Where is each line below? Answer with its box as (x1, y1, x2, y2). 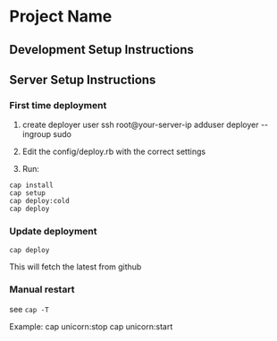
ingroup (21, 129, 52, 140)
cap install (9, 181, 54, 190)
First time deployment (9, 98, 107, 111)
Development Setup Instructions (9, 42, 194, 57)
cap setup (9, 189, 46, 198)
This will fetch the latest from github (9, 261, 142, 272)
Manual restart (9, 284, 75, 296)
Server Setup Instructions (9, 72, 156, 87)
